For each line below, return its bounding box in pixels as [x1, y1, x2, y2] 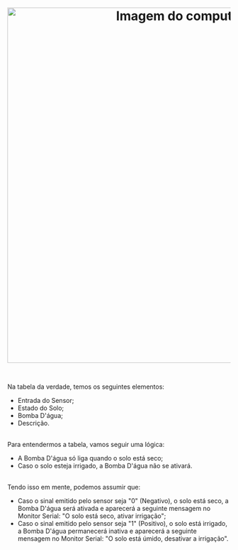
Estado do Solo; [17, 404, 64, 412]
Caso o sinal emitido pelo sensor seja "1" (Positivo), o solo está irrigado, [17, 519, 228, 528]
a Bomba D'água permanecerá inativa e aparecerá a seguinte [17, 527, 197, 536]
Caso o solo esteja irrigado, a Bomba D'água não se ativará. [17, 462, 193, 470]
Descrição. [17, 419, 50, 428]
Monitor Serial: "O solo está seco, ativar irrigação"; [17, 512, 166, 520]
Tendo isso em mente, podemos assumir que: [7, 483, 140, 492]
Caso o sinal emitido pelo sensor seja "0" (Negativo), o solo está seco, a [17, 497, 229, 505]
